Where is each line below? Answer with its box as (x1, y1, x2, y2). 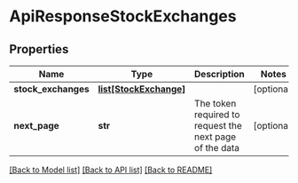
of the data (193, 142, 240, 154)
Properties (9, 42, 69, 57)
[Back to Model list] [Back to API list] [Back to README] (9, 164, 213, 175)
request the (193, 120, 242, 131)
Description (193, 68, 246, 80)
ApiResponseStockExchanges (9, 6, 237, 27)
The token (193, 98, 237, 109)
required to (193, 108, 240, 121)
